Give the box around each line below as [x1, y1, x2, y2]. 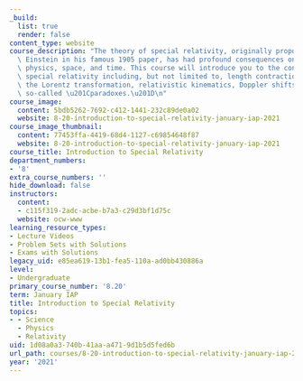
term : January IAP [9, 290, 78, 299]
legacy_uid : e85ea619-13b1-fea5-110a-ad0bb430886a [9, 256, 204, 266]
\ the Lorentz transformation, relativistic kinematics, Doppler [17, 80, 269, 89]
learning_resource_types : [9, 223, 106, 232]
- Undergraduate [9, 274, 70, 283]
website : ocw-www [17, 214, 83, 224]
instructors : [9, 190, 59, 199]
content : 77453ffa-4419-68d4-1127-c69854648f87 [17, 131, 200, 140]
